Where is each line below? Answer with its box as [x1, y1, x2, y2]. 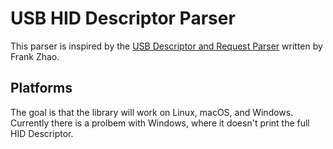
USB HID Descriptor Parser [10, 7, 236, 30]
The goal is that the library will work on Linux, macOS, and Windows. [10, 106, 294, 118]
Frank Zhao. [10, 50, 60, 62]
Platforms [10, 80, 73, 97]
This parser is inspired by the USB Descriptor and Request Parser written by [10, 40, 323, 52]
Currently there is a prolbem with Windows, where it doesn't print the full [10, 117, 310, 129]
